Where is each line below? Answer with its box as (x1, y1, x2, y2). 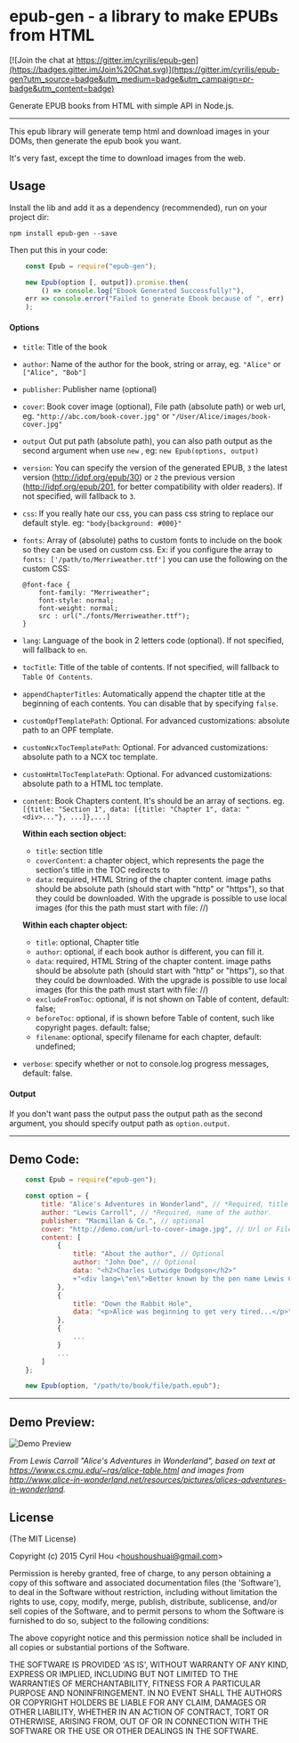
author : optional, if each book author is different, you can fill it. (35, 946, 264, 957)
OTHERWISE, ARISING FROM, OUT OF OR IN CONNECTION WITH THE (9, 1715, 269, 1726)
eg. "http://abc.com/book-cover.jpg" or (21, 411, 171, 421)
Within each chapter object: (21, 920, 128, 930)
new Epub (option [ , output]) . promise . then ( (25, 278, 190, 287)
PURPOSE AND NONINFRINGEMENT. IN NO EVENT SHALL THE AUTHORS (9, 1687, 283, 1698)
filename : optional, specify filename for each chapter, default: (35, 1032, 263, 1043)
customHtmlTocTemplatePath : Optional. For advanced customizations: (21, 769, 273, 780)
